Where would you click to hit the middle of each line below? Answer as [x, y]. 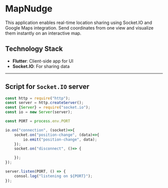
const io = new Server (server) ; [39, 112]
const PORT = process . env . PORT [38, 121]
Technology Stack [34, 49]
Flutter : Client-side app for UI [43, 61]
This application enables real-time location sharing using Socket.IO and [79, 22]
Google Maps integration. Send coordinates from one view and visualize [79, 27]
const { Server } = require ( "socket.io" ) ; [48, 107]
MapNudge [29, 9]
